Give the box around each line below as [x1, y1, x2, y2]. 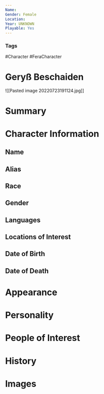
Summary [5, 105, 46, 116]
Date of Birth [5, 250, 45, 258]
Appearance [5, 287, 58, 298]
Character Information [5, 128, 100, 139]
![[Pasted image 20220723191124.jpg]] [5, 88, 85, 94]
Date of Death [5, 267, 49, 275]
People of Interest [5, 333, 81, 344]
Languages [5, 216, 41, 224]
